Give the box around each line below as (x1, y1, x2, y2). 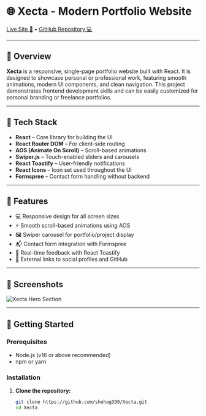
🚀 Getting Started (6, 319, 74, 329)
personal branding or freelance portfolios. (6, 93, 112, 101)
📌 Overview (6, 51, 51, 62)
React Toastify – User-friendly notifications (15, 160, 126, 167)
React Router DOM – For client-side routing (15, 140, 125, 147)
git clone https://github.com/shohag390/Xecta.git (15, 399, 148, 406)
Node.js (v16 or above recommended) (15, 351, 112, 358)
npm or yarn (15, 358, 47, 365)
